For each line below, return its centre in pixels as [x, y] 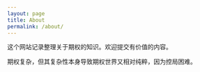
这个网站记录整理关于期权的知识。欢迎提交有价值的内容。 [90, 47]
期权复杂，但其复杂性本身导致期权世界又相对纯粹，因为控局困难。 [102, 62]
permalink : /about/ [36, 26]
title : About [26, 20]
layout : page [26, 13]
